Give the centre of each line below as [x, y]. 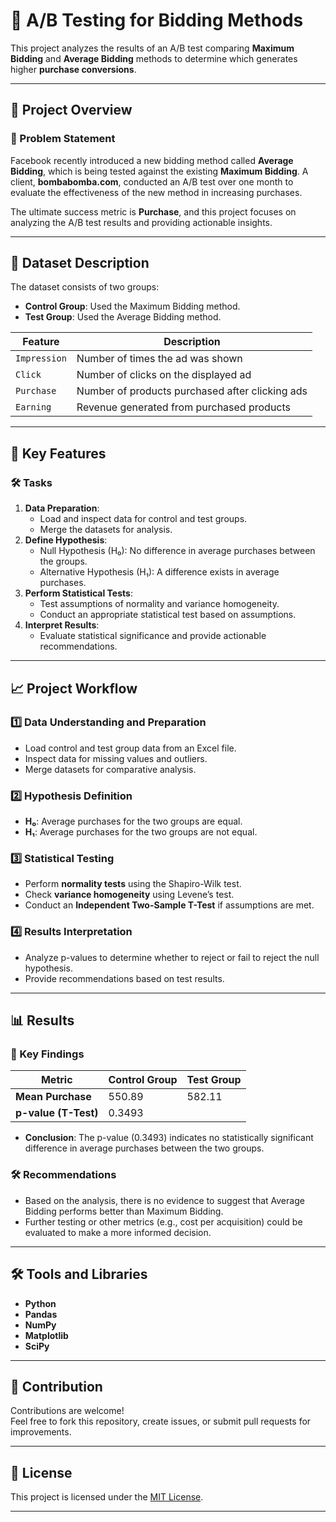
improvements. [41, 1432]
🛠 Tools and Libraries [79, 1274]
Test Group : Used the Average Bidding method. [123, 317]
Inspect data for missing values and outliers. [116, 758]
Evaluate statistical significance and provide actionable [153, 636]
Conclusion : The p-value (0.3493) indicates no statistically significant [169, 1138]
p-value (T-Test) [57, 1113]
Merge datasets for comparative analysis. [110, 769]
